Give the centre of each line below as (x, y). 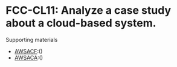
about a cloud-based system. (81, 23)
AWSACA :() (29, 57)
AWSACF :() (28, 51)
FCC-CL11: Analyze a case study (88, 10)
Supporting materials (32, 39)
